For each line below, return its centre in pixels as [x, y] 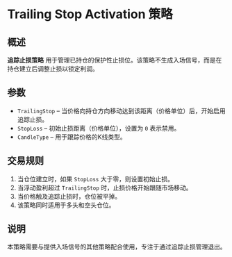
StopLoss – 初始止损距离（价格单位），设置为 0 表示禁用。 [99, 128]
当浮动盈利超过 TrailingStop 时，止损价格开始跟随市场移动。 [105, 188]
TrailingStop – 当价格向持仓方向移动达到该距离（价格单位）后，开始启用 [121, 110]
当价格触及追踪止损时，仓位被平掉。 [69, 196]
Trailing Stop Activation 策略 [90, 14]
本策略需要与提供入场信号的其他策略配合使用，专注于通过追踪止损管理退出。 [117, 247]
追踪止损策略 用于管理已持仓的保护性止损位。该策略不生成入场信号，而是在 [115, 60]
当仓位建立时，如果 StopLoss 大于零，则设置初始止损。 [95, 179]
